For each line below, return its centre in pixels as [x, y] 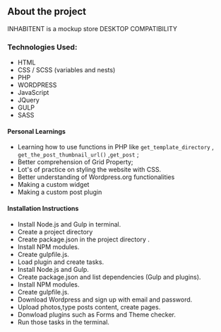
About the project [47, 12]
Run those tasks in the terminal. [63, 322]
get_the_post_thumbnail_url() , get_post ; [78, 154]
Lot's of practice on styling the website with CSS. [89, 170]
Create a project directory [55, 231]
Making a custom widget [53, 185]
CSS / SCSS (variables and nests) [66, 70]
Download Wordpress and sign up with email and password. [105, 299]
